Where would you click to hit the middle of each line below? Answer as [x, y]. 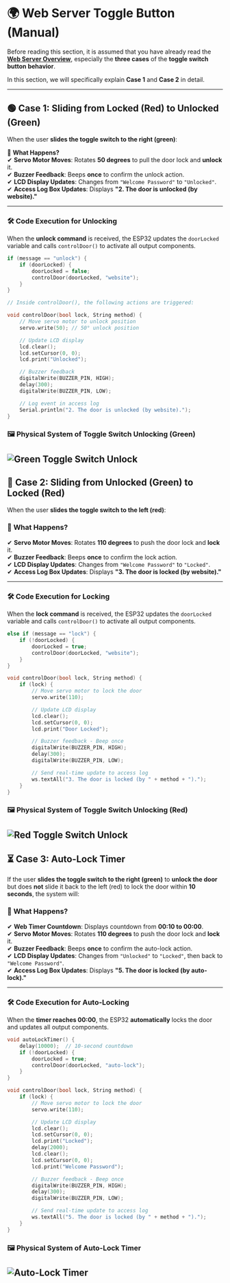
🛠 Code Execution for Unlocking [62, 221]
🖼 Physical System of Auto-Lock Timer [74, 1248]
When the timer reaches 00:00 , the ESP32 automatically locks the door [110, 1020]
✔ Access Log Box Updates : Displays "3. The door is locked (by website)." [114, 572]
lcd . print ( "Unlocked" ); [53, 359]
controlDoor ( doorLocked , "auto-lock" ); [89, 1065]
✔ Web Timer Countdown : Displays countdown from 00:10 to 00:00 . [105, 926]
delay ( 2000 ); [50, 1148]
